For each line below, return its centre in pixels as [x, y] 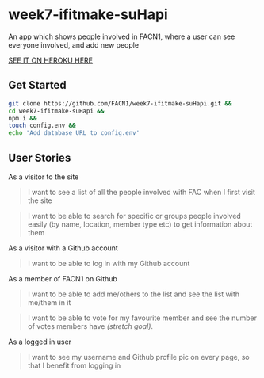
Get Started [37, 85]
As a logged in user [40, 342]
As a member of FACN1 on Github [63, 278]
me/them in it [49, 302]
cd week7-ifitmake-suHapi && [56, 111]
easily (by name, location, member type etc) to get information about [140, 224]
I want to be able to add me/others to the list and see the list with [134, 294]
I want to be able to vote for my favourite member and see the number [142, 318]
